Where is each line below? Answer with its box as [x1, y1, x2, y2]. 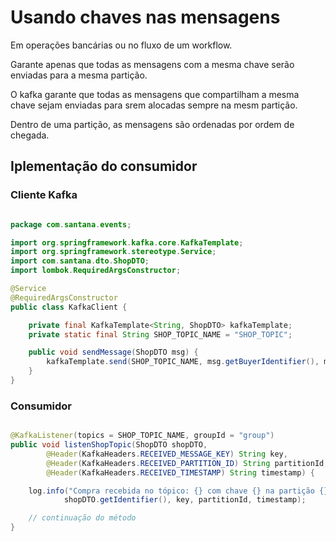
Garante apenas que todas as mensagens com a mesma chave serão [10, 58, 295, 70]
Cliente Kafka [10, 188, 78, 202]
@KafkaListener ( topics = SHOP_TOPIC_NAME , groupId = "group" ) [10, 431, 275, 441]
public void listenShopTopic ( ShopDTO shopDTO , [10, 440, 208, 450]
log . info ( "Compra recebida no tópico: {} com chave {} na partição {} [28, 486, 329, 496]
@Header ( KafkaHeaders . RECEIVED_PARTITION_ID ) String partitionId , [46, 458, 329, 468]
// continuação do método [28, 513, 137, 523]
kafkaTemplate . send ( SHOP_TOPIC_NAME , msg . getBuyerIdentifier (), [46, 357, 320, 367]
